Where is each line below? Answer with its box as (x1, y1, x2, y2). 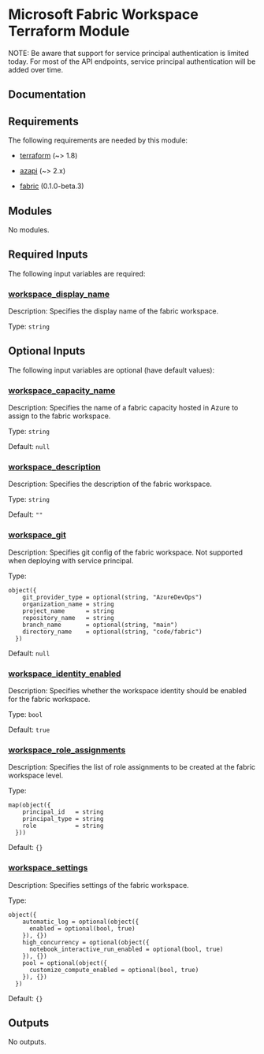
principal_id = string (22, 808, 104, 816)
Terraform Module (8, 22, 130, 40)
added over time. (8, 65, 64, 74)
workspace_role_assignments (8, 744, 126, 755)
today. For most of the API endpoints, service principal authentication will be (8, 57, 256, 66)
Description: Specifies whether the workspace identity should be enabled (8, 686, 247, 696)
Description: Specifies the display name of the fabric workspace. (8, 306, 219, 316)
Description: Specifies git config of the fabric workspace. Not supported (8, 547, 243, 557)
